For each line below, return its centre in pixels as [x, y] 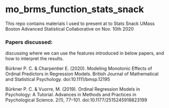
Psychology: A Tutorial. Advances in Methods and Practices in [71, 95]
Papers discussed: [29, 42]
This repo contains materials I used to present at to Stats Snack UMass [80, 23]
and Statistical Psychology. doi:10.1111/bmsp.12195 [58, 79]
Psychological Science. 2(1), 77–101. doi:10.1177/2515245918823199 [76, 100]
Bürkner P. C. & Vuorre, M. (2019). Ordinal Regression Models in [73, 89]
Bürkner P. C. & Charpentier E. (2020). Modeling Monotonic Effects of [79, 69]
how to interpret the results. [35, 59]
